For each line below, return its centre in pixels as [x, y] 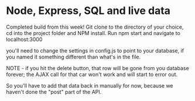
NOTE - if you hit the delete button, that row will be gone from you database [97, 68]
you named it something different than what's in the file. [73, 57]
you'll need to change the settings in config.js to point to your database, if [95, 50]
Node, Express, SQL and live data [88, 11]
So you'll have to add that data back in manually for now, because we [90, 85]
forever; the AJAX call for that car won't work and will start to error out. [92, 74]
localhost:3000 [24, 39]
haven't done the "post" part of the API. [54, 92]
